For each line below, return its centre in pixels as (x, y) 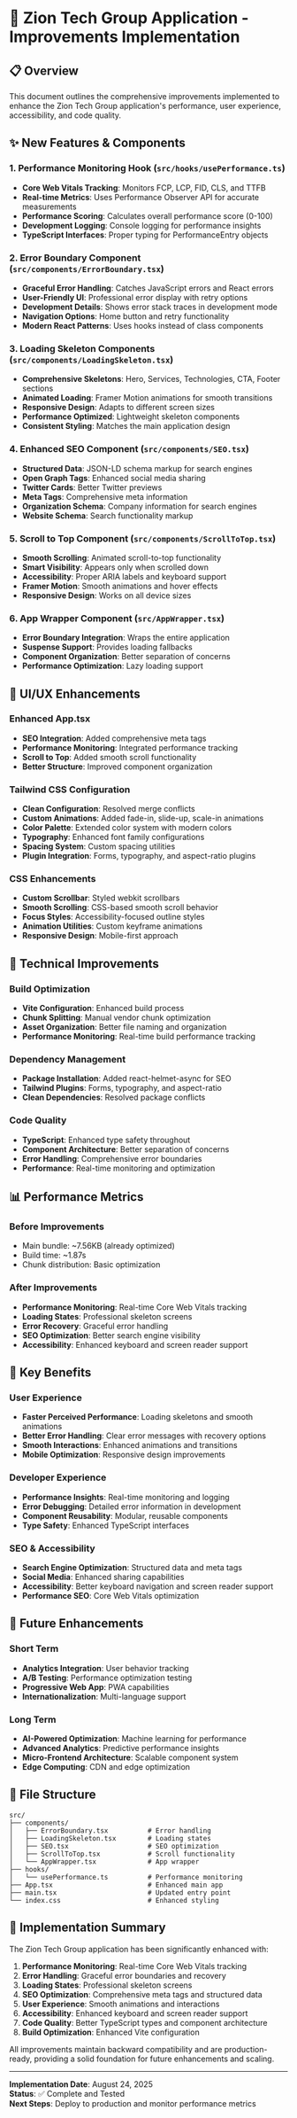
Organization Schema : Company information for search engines (140, 506)
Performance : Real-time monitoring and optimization (118, 1168)
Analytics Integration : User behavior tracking (106, 1668)
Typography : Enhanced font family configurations (113, 837)
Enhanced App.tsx (50, 719)
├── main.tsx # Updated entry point (120, 1892)
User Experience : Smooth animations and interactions (121, 2004)
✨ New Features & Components (97, 143)
